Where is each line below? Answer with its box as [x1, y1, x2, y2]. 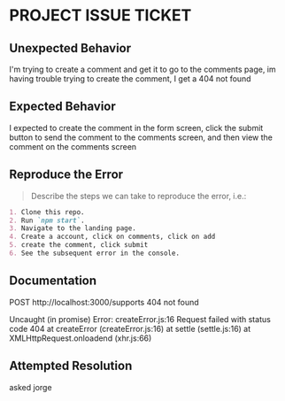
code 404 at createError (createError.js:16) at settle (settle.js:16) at [9, 323, 251, 334]
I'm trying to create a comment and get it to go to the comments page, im [9, 64, 276, 74]
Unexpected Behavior [9, 41, 132, 56]
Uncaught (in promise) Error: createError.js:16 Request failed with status [9, 313, 272, 324]
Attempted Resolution [9, 359, 133, 374]
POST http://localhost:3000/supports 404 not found [9, 297, 199, 307]
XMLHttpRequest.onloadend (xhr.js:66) [9, 333, 152, 343]
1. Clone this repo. [9, 207, 86, 217]
